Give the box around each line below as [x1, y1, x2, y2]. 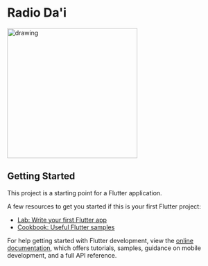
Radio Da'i [7, 5, 67, 21]
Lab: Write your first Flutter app [17, 215, 107, 224]
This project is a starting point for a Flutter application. [7, 188, 162, 197]
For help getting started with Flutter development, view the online [7, 236, 194, 245]
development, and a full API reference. [7, 251, 117, 259]
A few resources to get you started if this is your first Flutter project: [7, 202, 201, 211]
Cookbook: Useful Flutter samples [17, 223, 115, 231]
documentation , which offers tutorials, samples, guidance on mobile [7, 244, 201, 252]
